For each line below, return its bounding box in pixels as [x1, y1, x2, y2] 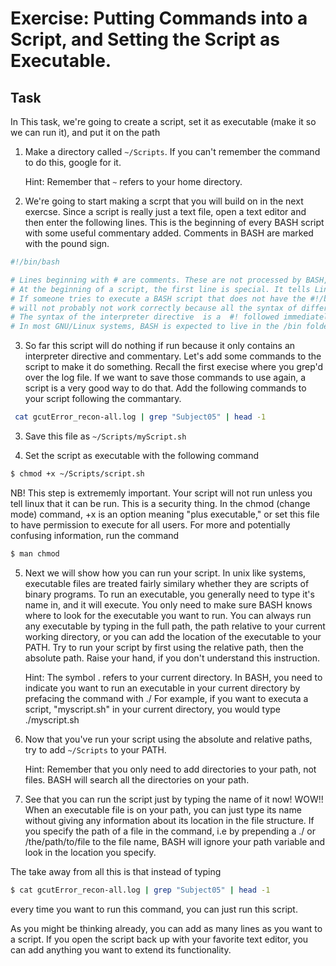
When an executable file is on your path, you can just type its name [24, 803, 302, 816]
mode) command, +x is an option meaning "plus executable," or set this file [10, 508, 320, 520]
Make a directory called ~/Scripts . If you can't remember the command [24, 146, 321, 157]
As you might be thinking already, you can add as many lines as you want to [10, 922, 323, 934]
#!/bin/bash [10, 257, 60, 267]
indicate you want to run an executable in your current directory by [24, 682, 301, 694]
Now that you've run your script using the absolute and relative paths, [24, 733, 313, 745]
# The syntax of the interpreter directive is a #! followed [10, 312, 280, 322]
